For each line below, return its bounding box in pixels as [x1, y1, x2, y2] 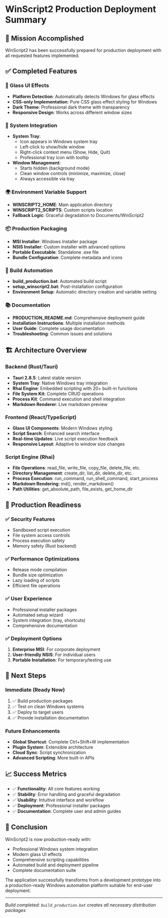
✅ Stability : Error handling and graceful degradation [12, 791, 121, 797]
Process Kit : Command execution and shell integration [12, 396, 125, 402]
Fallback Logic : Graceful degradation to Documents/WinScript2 [12, 212, 144, 218]
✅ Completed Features [5, 67, 77, 75]
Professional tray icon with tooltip [19, 154, 89, 160]
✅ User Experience [5, 595, 52, 602]
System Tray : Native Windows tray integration [12, 380, 108, 386]
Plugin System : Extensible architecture [12, 744, 93, 750]
